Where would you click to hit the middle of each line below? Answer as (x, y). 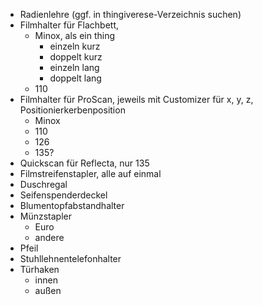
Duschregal (43, 184)
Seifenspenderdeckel (63, 195)
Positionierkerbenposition (72, 110)
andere (49, 237)
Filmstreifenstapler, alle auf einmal (90, 173)
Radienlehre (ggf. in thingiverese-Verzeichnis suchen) (130, 14)
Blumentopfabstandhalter (72, 205)
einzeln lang (74, 67)
